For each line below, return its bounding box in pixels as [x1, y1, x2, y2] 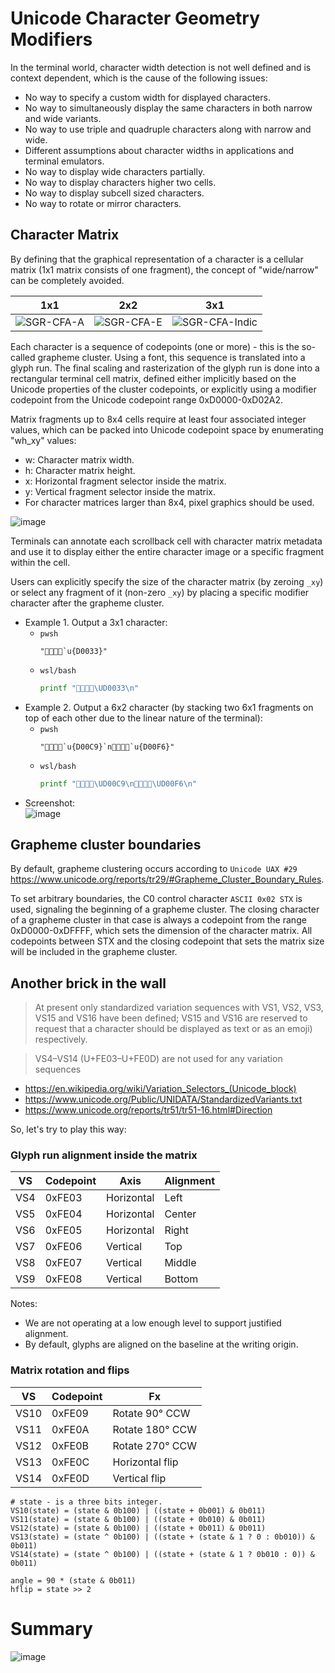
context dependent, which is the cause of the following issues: [10, 72, 268, 84]
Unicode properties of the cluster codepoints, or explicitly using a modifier [10, 383, 317, 395]
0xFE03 [44, 1191, 83, 1205]
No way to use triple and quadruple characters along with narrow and [24, 123, 312, 135]
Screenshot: [24, 797, 76, 809]
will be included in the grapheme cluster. [10, 946, 178, 958]
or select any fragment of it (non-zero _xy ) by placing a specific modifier [10, 586, 310, 598]
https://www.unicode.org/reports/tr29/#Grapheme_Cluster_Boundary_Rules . [10, 873, 325, 886]
